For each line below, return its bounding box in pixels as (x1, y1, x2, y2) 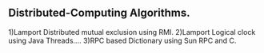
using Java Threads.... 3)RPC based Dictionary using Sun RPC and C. (8, 36, 237, 45)
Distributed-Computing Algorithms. (8, 6, 190, 20)
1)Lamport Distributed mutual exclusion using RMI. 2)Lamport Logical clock (8, 27, 256, 36)
